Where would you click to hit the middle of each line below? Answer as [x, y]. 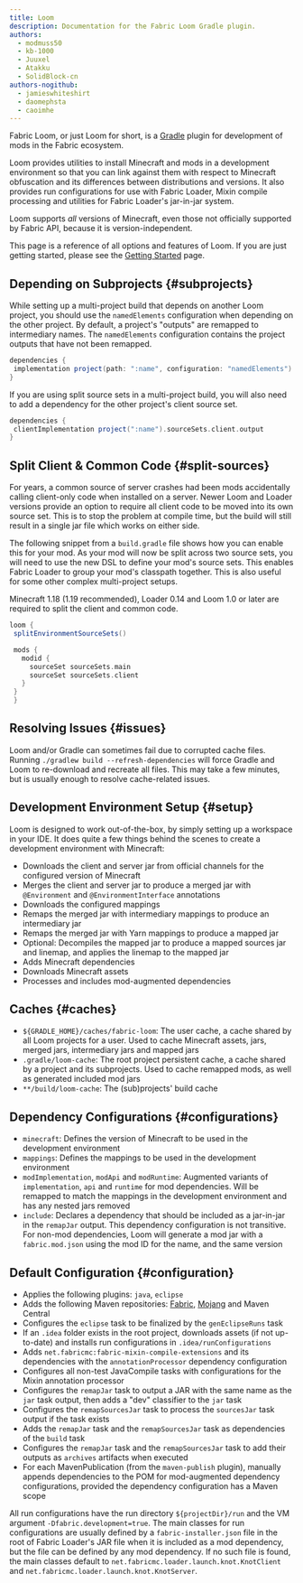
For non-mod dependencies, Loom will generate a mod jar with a [142, 1234]
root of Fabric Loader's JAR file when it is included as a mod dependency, [147, 1542]
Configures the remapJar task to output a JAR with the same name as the [157, 1391]
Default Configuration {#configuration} [122, 1273]
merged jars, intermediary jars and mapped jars [111, 1050]
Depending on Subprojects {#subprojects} [132, 284]
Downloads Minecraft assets [75, 971]
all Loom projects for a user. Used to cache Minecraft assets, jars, [144, 1040]
